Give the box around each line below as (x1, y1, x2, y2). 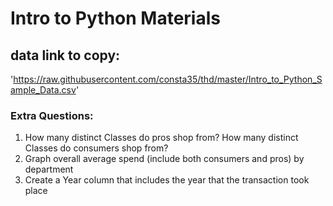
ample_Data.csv (10, 84, 77, 96)
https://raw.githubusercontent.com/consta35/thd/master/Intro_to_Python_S (13, 73, 323, 85)
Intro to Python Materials (10, 7, 221, 30)
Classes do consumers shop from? (24, 142, 169, 154)
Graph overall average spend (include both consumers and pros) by (24, 153, 305, 165)
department (24, 163, 74, 176)
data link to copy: (10, 47, 121, 64)
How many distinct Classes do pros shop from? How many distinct (24, 132, 299, 144)
